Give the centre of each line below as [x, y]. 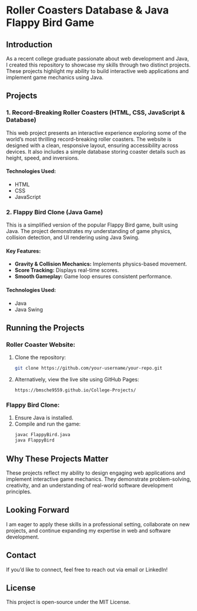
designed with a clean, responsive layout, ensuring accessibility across [92, 145]
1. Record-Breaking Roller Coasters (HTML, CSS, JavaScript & [96, 112]
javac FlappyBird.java [42, 435]
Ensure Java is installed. [44, 418]
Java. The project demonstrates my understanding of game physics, [89, 231]
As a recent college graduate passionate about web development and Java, [98, 59]
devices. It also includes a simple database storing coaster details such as [96, 151]
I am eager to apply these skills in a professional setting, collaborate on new [98, 524]
